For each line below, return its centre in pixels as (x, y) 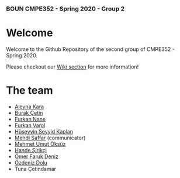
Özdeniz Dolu (31, 162)
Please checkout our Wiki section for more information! (72, 67)
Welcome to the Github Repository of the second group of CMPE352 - (91, 49)
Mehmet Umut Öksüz (40, 144)
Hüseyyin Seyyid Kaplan (44, 131)
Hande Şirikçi (30, 150)
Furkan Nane (30, 119)
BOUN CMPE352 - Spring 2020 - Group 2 (65, 9)
